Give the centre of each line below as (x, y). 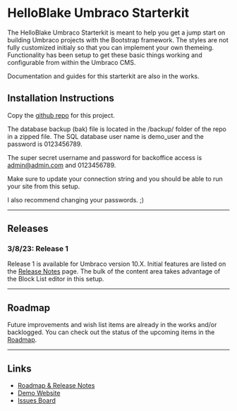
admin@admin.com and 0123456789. (62, 165)
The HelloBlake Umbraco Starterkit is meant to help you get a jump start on (116, 32)
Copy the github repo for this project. (61, 115)
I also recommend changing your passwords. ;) (76, 200)
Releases (28, 229)
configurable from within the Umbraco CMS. (72, 62)
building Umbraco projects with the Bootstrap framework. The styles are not (118, 39)
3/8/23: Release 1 (38, 249)
